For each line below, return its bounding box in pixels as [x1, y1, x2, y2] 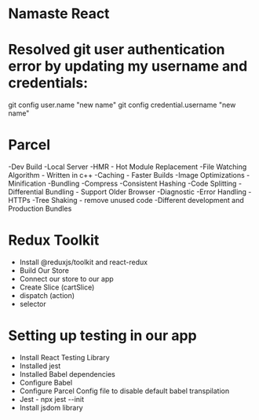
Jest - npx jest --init [19, 394, 85, 403]
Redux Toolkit [8, 231, 100, 249]
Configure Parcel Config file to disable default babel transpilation [19, 386, 230, 396]
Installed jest [19, 361, 61, 370]
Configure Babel [19, 378, 73, 387]
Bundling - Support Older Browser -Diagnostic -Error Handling [45, 187, 247, 197]
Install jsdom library [19, 403, 84, 412]
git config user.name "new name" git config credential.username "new [8, 100, 236, 110]
